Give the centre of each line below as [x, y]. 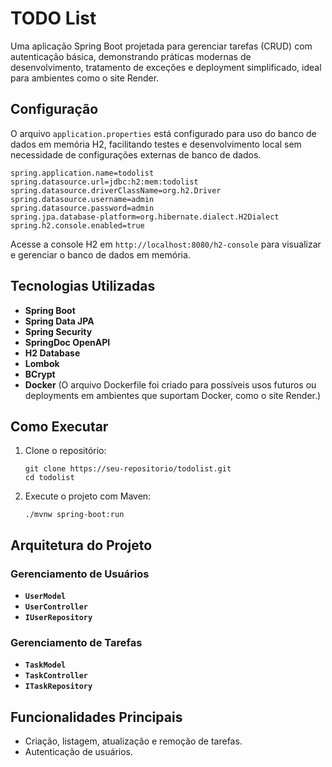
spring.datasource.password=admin [82, 208]
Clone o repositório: [65, 451]
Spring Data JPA [59, 321]
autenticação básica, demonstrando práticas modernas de [131, 56]
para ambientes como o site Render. [85, 78]
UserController [56, 607]
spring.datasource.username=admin [82, 199]
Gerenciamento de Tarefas [76, 642]
